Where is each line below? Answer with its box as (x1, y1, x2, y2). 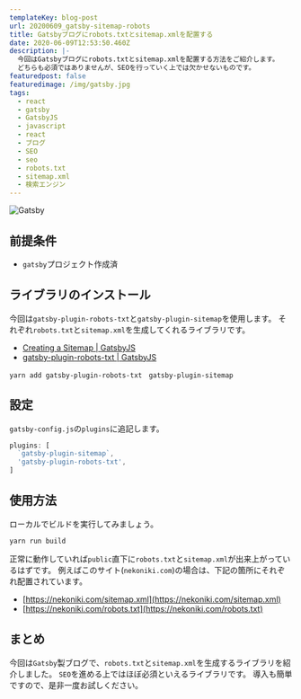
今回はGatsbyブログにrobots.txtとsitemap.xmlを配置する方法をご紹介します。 (17, 55, 279, 64)
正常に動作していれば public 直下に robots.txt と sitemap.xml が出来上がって (9, 553, 283, 564)
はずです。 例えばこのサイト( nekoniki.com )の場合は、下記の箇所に (16, 564, 262, 575)
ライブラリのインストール (9, 288, 151, 303)
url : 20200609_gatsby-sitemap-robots (9, 22, 151, 31)
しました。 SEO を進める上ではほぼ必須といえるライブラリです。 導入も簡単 (16, 668, 293, 679)
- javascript (17, 122, 66, 131)
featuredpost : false (9, 72, 87, 81)
